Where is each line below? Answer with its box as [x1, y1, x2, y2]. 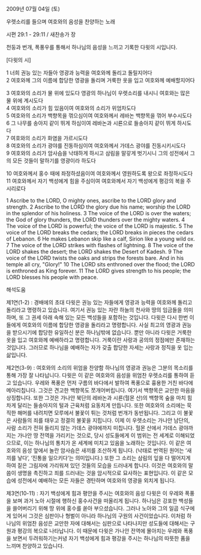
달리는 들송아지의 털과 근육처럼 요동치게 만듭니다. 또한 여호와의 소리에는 [17, 402, 186, 409]
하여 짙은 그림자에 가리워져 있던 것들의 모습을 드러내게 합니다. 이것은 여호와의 [6, 462, 187, 469]
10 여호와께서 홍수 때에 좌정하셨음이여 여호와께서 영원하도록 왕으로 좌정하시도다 [6, 170, 193, 177]
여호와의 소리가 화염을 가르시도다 [10, 135, 88, 141]
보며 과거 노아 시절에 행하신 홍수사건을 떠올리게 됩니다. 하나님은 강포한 [12, 497, 178, 504]
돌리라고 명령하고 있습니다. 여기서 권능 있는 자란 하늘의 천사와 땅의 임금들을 [6, 306, 182, 313]
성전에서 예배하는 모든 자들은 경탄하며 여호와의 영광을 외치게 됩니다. [17, 477, 176, 484]
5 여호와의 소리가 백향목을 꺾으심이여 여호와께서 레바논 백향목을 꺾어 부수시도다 [6, 112, 192, 119]
